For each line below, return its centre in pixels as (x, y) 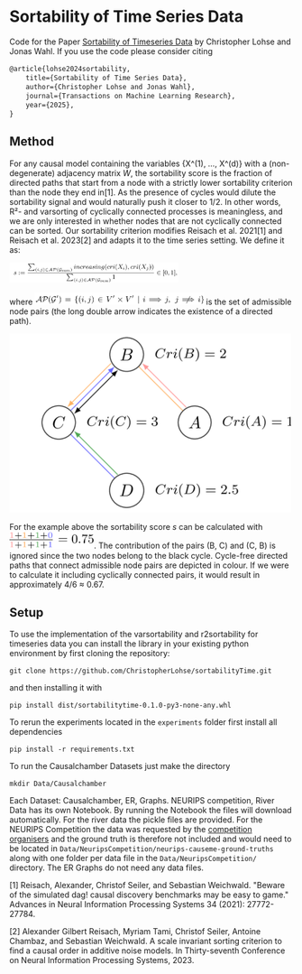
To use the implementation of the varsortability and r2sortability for (134, 635)
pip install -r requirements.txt (72, 750)
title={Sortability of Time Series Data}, (106, 78)
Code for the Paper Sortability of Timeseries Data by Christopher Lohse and (150, 42)
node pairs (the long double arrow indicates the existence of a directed (141, 311)
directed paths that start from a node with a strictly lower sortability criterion (151, 182)
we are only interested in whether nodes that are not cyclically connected (146, 221)
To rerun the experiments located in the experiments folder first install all (143, 722)
